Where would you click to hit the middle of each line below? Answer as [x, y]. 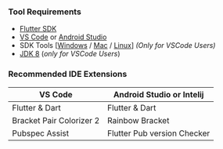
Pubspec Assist [40, 133]
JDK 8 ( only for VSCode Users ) [70, 54]
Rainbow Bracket [138, 120]
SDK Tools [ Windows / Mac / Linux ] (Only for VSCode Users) [117, 45]
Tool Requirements [45, 12]
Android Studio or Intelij [158, 94]
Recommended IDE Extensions [68, 74]
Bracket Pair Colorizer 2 [56, 120]
